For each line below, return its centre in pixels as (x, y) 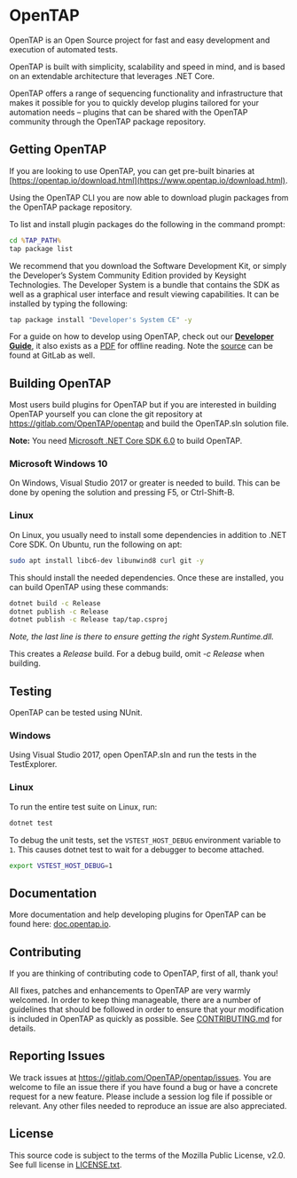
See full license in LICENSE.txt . (66, 1165)
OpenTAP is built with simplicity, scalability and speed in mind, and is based (147, 67)
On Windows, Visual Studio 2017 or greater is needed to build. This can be (145, 483)
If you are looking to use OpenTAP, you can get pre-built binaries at (132, 170)
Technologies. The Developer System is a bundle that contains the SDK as (145, 284)
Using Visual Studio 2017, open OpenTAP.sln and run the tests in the (133, 755)
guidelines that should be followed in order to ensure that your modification (147, 1009)
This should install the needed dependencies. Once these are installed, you (146, 577)
